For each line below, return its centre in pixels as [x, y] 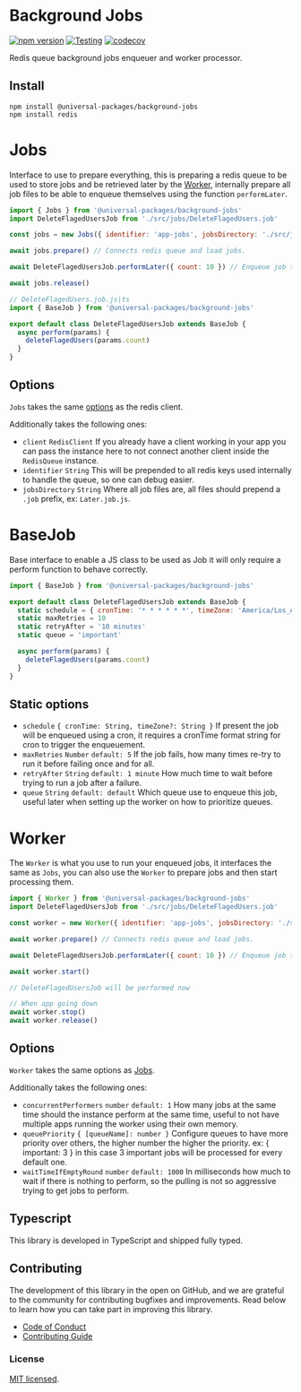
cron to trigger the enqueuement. [84, 745]
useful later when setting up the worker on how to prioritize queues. [147, 802]
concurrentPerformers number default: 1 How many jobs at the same [149, 1104]
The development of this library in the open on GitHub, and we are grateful [147, 1290]
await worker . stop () [48, 1012]
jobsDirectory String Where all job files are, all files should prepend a [151, 488]
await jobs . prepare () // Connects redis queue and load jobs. [128, 251]
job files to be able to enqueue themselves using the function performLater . [149, 194]
